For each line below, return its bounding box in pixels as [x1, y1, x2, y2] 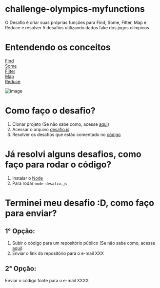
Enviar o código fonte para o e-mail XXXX [5, 277, 89, 283]
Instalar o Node [12, 175, 43, 181]
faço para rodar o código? [5, 159, 112, 170]
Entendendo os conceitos [5, 42, 111, 53]
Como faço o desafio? [5, 105, 96, 116]
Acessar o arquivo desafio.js [12, 126, 70, 132]
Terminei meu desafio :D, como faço [5, 197, 155, 208]
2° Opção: [5, 265, 37, 273]
